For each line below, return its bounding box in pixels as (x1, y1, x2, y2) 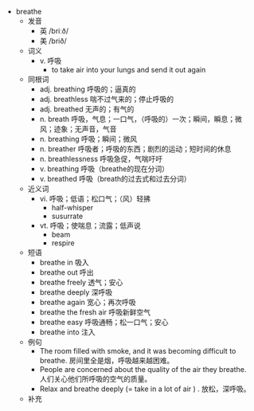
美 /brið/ (39, 36, 67, 45)
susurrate (51, 211, 84, 221)
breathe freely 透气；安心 (39, 278, 123, 287)
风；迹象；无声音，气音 (39, 124, 117, 134)
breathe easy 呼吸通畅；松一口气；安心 (39, 318, 169, 327)
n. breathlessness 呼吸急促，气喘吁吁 (39, 155, 163, 163)
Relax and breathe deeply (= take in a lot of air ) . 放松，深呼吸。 (39, 384, 251, 393)
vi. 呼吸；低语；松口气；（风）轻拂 (39, 194, 151, 203)
